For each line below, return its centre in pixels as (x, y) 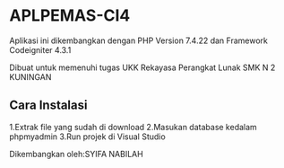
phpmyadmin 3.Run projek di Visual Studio (87, 137)
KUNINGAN (30, 76)
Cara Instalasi (48, 106)
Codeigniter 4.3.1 (40, 49)
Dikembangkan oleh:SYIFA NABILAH (76, 154)
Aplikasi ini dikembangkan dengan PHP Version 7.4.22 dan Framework (139, 40)
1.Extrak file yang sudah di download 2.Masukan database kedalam (133, 127)
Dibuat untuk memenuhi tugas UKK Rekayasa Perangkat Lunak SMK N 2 (142, 67)
